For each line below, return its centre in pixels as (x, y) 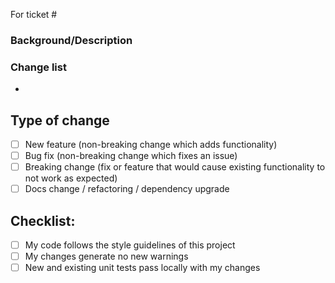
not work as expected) (71, 178)
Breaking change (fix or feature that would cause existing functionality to (175, 167)
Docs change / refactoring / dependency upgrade (127, 189)
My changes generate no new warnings (106, 256)
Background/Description (71, 40)
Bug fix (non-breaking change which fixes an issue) (131, 156)
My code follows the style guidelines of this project (130, 245)
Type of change (60, 120)
